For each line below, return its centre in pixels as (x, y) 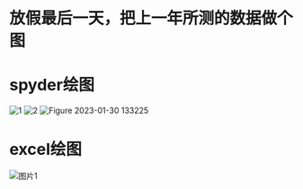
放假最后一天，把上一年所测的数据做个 (151, 18)
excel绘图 (46, 150)
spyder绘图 (52, 85)
